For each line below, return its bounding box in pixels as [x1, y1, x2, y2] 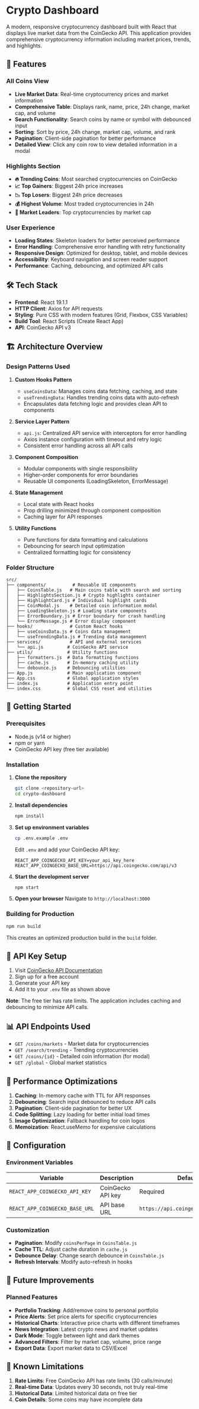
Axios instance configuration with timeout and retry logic [23, 435, 162, 443]
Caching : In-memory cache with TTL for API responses [14, 1091, 150, 1099]
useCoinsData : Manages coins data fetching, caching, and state [23, 388, 178, 395]
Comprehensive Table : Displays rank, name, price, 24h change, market [14, 103, 190, 110]
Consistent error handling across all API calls [23, 442, 133, 449]
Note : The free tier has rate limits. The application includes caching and [6, 997, 181, 1004]
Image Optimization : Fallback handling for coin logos [14, 1117, 145, 1124]
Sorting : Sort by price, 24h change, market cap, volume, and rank [14, 128, 176, 135]
